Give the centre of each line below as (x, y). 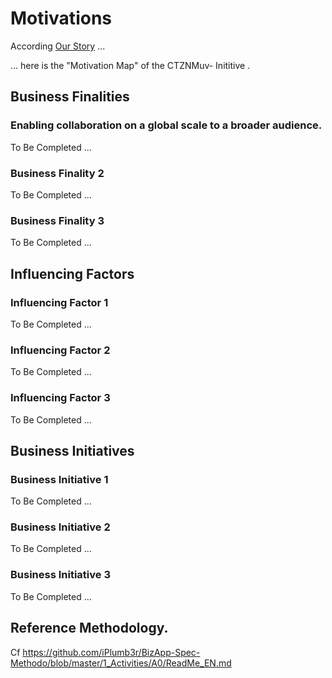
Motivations (61, 18)
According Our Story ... (58, 46)
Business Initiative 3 (60, 575)
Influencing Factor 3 (60, 398)
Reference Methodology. (89, 628)
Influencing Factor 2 (60, 350)
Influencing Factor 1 (59, 302)
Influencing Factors (72, 273)
